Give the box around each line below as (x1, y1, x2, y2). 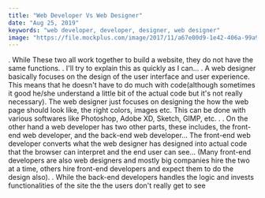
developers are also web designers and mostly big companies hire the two (8, 155, 250, 166)
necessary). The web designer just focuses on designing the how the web (8, 97, 249, 106)
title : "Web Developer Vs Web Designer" (8, 11, 144, 20)
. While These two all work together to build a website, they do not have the (8, 55, 254, 65)
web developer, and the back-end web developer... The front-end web (22, 131, 251, 140)
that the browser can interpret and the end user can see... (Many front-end (8, 148, 252, 157)
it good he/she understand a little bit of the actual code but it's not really (8, 88, 243, 99)
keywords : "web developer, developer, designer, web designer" (8, 26, 221, 34)
